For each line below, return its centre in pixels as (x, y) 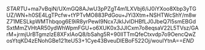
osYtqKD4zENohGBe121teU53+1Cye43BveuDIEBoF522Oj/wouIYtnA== (95, 41)
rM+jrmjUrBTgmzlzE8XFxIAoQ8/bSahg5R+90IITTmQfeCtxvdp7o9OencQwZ (101, 34)
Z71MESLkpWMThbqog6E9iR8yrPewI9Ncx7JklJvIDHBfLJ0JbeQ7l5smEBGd (101, 21)
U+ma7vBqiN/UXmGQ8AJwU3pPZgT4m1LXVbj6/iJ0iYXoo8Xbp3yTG (110, 9)
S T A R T (15, 9)
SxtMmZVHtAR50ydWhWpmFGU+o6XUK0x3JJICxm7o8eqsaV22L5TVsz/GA (103, 28)
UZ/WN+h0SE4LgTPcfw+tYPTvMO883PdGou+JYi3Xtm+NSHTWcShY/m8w (101, 15)
